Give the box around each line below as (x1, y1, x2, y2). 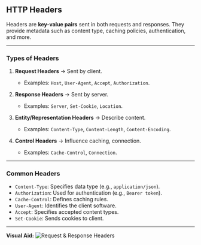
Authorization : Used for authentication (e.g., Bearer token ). (14, 189, 163, 196)
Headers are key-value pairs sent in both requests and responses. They (6, 20, 184, 28)
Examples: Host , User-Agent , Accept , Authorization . (23, 79, 150, 86)
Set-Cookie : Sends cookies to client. (14, 215, 104, 222)
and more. (6, 33, 32, 41)
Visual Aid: (6, 232, 34, 239)
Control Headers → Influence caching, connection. (14, 137, 142, 144)
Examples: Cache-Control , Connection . (23, 149, 117, 156)
